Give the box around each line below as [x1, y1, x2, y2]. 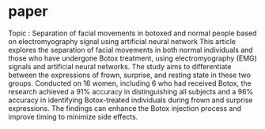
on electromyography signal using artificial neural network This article [8, 36, 236, 46]
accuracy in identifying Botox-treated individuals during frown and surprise [8, 95, 253, 105]
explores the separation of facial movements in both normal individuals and [8, 45, 253, 54]
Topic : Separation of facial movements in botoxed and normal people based [8, 28, 257, 38]
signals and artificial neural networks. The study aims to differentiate [8, 61, 232, 71]
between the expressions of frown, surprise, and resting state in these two [8, 70, 252, 79]
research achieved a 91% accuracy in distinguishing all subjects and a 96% [8, 87, 254, 96]
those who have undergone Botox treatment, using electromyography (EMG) [8, 53, 257, 63]
